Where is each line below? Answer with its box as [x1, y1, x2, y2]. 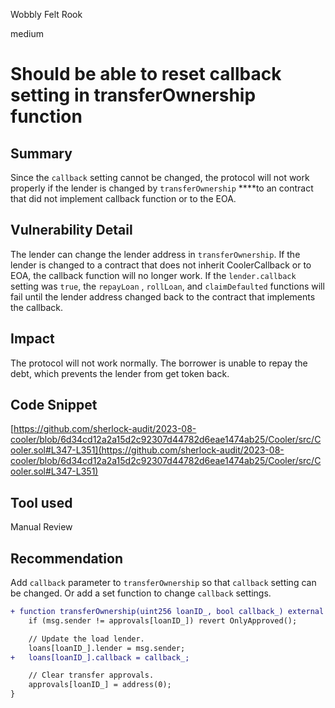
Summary [10, 145, 73, 162]
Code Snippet [10, 397, 98, 414]
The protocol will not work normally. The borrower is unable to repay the [10, 357, 308, 369]
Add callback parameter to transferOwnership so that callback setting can [10, 577, 317, 589]
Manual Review [10, 521, 73, 533]
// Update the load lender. [28, 634, 145, 644]
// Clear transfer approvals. [28, 670, 155, 681]
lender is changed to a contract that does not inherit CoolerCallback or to [10, 259, 312, 271]
